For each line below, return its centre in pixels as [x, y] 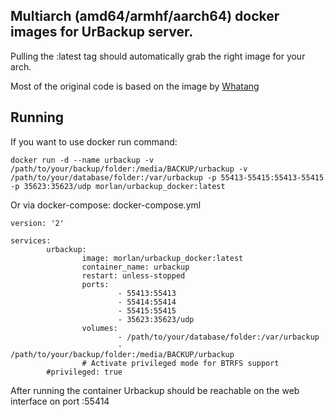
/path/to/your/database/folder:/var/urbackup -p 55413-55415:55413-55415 [167, 177]
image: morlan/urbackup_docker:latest [162, 258]
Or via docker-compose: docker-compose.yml [106, 205]
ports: [95, 284]
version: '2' [37, 223]
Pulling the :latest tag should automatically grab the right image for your [158, 56]
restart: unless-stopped [133, 275]
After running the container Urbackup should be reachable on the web [155, 390]
